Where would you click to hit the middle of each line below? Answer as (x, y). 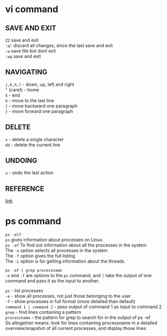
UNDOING (21, 161)
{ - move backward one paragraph (41, 106)
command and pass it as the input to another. (52, 281)
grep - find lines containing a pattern (43, 312)
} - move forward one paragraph (39, 111)
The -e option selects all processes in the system (56, 250)
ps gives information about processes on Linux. (54, 240)
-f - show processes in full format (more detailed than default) (70, 302)
